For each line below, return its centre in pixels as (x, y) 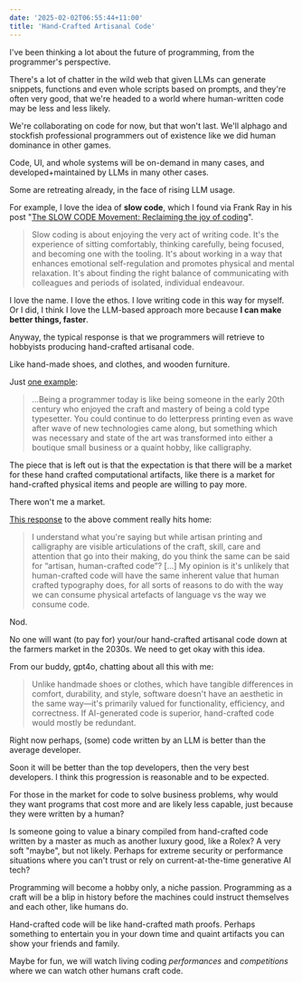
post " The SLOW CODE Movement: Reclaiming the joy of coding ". (132, 217)
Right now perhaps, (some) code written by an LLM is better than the (138, 740)
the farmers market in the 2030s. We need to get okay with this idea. (137, 649)
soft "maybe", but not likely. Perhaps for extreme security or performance (146, 850)
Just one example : (44, 381)
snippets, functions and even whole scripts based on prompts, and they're (148, 89)
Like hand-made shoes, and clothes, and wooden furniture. (120, 364)
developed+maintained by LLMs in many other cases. (109, 172)
